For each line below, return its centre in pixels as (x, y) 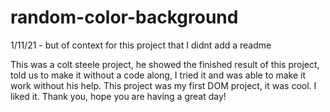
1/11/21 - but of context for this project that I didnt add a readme (141, 45)
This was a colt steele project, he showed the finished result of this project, (165, 64)
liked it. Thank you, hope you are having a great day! (118, 96)
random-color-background (124, 17)
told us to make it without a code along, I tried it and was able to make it (158, 75)
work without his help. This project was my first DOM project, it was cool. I (163, 85)
